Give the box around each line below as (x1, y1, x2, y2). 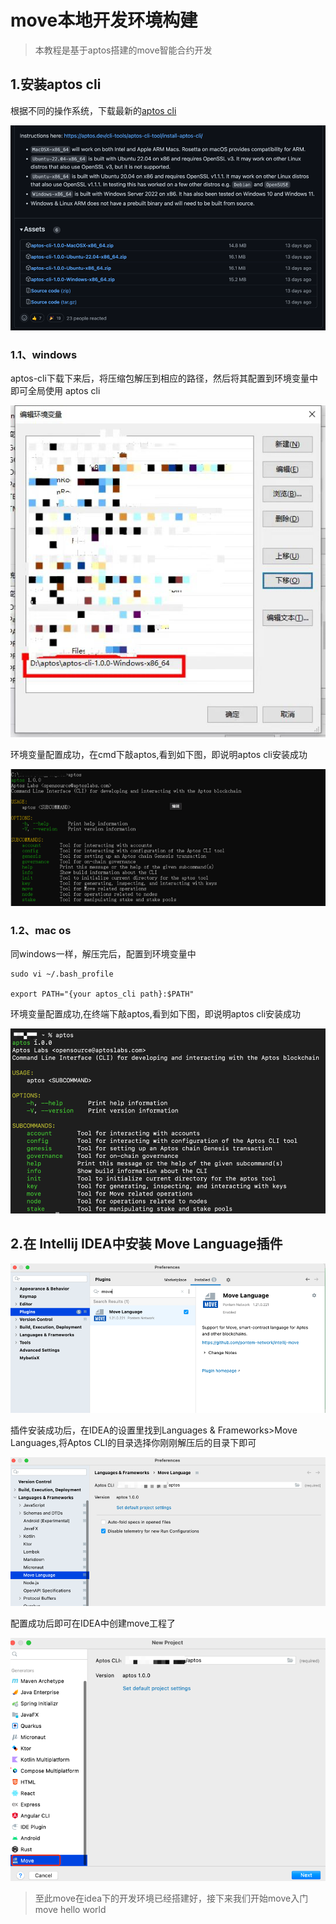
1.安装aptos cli (10, 76, 102, 93)
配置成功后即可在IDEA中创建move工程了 (10, 1617, 177, 1629)
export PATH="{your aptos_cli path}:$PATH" (10, 989, 195, 999)
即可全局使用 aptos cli (10, 385, 101, 397)
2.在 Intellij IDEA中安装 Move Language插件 (10, 1236, 283, 1253)
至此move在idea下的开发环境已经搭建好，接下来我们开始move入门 (34, 1892, 309, 1904)
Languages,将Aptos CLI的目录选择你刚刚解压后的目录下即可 (10, 1436, 257, 1448)
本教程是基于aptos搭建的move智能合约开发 (34, 44, 213, 56)
